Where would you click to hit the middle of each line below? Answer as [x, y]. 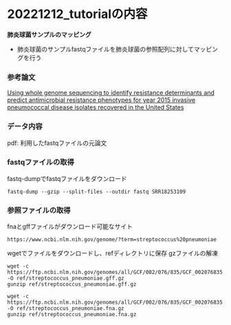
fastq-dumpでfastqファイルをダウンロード [67, 178]
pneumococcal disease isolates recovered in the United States [96, 107]
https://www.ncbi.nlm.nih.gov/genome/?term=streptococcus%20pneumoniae [112, 240]
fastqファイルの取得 [41, 162]
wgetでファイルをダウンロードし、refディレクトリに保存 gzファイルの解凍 [113, 253]
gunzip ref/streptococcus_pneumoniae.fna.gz [72, 315]
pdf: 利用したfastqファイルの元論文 [57, 143]
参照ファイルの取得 [39, 210]
